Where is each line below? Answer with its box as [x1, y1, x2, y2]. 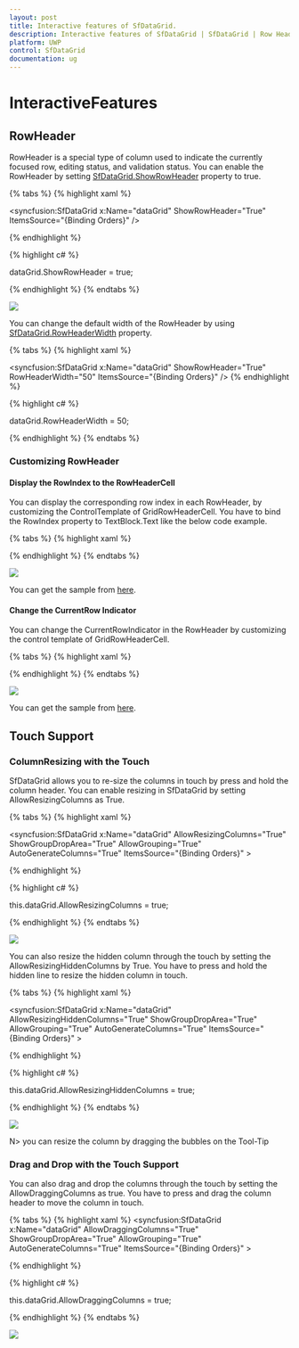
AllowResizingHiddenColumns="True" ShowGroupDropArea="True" [9, 1014, 258, 1025]
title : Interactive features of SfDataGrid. [9, 21, 177, 30]
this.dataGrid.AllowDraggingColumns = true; [9, 1295, 172, 1306]
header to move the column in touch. [9, 1197, 144, 1208]
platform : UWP [9, 37, 62, 47]
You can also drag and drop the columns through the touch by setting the [9, 1179, 279, 1189]
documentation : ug [9, 54, 77, 63]
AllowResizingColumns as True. [9, 794, 125, 805]
